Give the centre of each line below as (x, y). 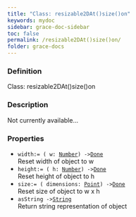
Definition (25, 71)
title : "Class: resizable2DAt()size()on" (69, 14)
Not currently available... (43, 120)
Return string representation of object (72, 206)
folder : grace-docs (36, 46)
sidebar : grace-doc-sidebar (49, 27)
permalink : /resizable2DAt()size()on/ (64, 40)
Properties (26, 138)
